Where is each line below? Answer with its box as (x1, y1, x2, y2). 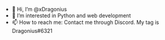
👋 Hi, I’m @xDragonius (11, 6, 67, 13)
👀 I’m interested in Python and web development (11, 12, 131, 19)
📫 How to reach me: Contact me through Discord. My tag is (11, 19, 160, 26)
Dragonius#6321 (11, 27, 52, 34)
